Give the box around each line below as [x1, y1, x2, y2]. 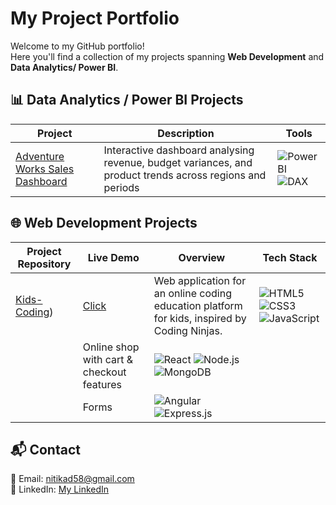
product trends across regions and [103, 168, 267, 182]
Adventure [15, 149, 65, 163]
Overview [178, 250, 226, 264]
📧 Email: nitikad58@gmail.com [10, 473, 135, 485]
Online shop [82, 340, 140, 354]
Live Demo [87, 250, 140, 264]
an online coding [153, 286, 232, 300]
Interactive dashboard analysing [103, 143, 255, 157]
